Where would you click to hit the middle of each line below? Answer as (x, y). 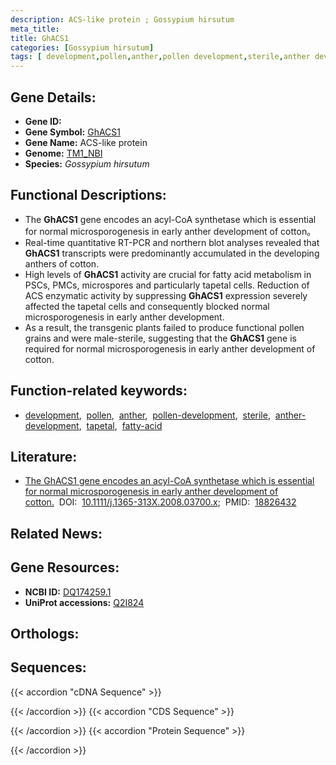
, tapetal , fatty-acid (120, 425)
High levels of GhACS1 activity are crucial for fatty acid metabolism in (168, 274)
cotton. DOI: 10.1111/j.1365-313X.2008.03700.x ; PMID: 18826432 (160, 502)
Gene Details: (53, 97)
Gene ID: (43, 121)
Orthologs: (45, 633)
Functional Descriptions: (88, 195)
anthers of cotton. (62, 263)
